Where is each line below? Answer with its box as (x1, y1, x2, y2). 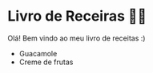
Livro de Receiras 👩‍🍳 (7, 7, 147, 25)
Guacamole (18, 48, 58, 58)
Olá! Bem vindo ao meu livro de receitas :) (7, 33, 146, 43)
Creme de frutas (18, 57, 74, 67)
